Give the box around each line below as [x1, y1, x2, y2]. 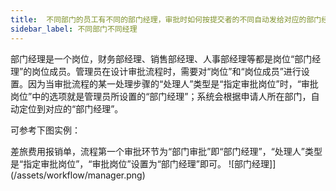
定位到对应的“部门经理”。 [18, 102, 124, 115]
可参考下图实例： [10, 124, 81, 136]
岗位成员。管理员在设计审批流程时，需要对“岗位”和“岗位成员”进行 [31, 65, 302, 77]
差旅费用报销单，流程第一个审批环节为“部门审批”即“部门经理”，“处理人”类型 [10, 145, 323, 157]
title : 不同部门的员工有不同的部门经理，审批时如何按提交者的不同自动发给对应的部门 [10, 14, 322, 25]
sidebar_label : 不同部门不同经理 [10, 24, 138, 34]
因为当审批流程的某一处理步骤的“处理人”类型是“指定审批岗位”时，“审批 [27, 77, 319, 90]
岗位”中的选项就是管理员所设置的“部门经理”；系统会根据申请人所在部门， [10, 90, 312, 102]
